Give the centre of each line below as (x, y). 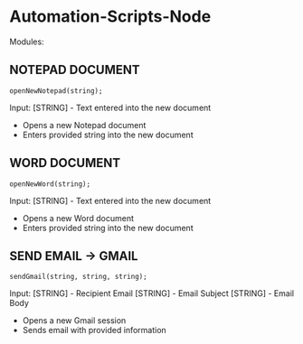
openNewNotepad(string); (56, 91)
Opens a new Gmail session (74, 321)
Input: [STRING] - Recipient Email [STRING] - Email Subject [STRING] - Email (152, 293)
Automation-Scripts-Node (110, 17)
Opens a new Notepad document (84, 125)
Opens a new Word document (78, 218)
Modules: (27, 42)
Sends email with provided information (95, 330)
